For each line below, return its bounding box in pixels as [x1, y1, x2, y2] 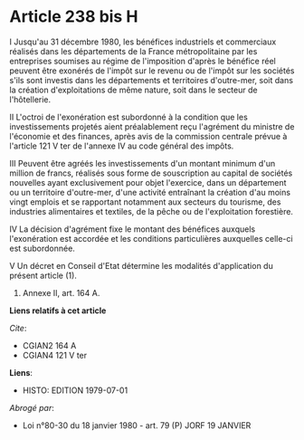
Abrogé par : [9, 402, 54, 413]
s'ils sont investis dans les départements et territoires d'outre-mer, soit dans [9, 74, 294, 85]
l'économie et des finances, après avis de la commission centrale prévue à [9, 130, 288, 141]
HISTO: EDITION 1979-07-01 [22, 385, 128, 396]
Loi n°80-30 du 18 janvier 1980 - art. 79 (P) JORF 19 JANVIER [22, 419, 252, 431]
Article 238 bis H [9, 6, 138, 27]
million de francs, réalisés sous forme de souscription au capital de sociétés [9, 167, 293, 178]
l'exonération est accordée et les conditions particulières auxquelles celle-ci [9, 233, 293, 244]
